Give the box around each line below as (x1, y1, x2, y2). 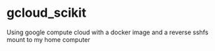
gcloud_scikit (6, 5, 87, 21)
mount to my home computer (6, 35, 90, 43)
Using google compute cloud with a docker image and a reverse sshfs (6, 28, 209, 36)
